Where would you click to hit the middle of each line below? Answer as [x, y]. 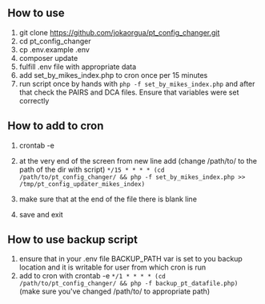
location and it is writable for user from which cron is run [112, 267]
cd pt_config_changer [55, 41]
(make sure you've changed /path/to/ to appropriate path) [114, 291]
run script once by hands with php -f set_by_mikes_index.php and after [137, 83]
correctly [34, 100]
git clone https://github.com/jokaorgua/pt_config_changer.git [119, 32]
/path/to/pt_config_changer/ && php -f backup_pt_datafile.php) [128, 284]
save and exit [41, 214]
